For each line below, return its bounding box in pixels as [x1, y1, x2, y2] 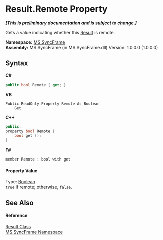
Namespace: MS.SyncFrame [5, 39, 65, 45]
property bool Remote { [5, 129, 55, 134]
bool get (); [14, 133, 42, 138]
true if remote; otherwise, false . [5, 184, 72, 190]
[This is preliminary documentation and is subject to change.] [5, 20, 137, 26]
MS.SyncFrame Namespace [5, 229, 63, 235]
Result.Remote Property [5, 3, 108, 15]
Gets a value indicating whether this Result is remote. [5, 29, 115, 35]
